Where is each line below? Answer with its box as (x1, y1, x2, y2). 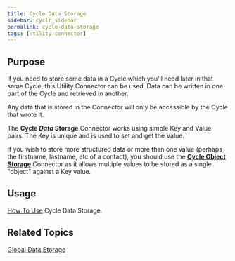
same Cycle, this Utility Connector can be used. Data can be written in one (7, 82, 224, 91)
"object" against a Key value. (7, 168, 91, 176)
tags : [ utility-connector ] (7, 29, 87, 37)
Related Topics (7, 227, 74, 239)
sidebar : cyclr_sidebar (7, 17, 77, 24)
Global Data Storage (7, 245, 66, 253)
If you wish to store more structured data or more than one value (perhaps (7, 145, 223, 154)
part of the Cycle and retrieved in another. (7, 89, 129, 98)
